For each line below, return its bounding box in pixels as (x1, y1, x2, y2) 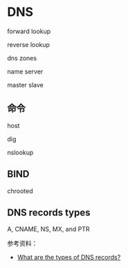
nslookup (7, 148, 34, 157)
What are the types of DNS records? (17, 253, 121, 262)
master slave (7, 80, 44, 89)
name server (7, 67, 44, 75)
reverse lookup (7, 40, 51, 48)
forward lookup (7, 27, 51, 35)
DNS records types (7, 206, 91, 218)
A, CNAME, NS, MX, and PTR (7, 225, 90, 233)
